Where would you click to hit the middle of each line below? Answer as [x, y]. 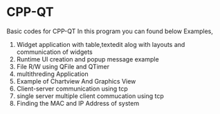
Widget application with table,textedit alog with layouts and [101, 44]
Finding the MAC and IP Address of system [78, 103]
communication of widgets [54, 52]
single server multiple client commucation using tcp [90, 96]
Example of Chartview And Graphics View [76, 81]
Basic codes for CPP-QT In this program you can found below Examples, [110, 31]
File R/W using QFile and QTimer [63, 66]
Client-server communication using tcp [72, 88]
